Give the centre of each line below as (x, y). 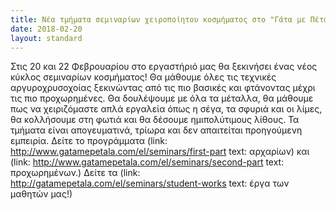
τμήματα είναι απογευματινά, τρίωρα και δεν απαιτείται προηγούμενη (156, 130)
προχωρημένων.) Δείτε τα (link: (75, 173)
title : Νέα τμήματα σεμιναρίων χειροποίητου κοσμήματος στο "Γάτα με (158, 19)
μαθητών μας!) (41, 194)
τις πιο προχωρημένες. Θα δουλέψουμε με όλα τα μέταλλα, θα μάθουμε (162, 98)
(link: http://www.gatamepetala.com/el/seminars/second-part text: (147, 162)
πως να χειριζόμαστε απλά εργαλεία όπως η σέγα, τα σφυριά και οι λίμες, (166, 109)
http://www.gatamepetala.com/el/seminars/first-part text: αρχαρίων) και (160, 152)
